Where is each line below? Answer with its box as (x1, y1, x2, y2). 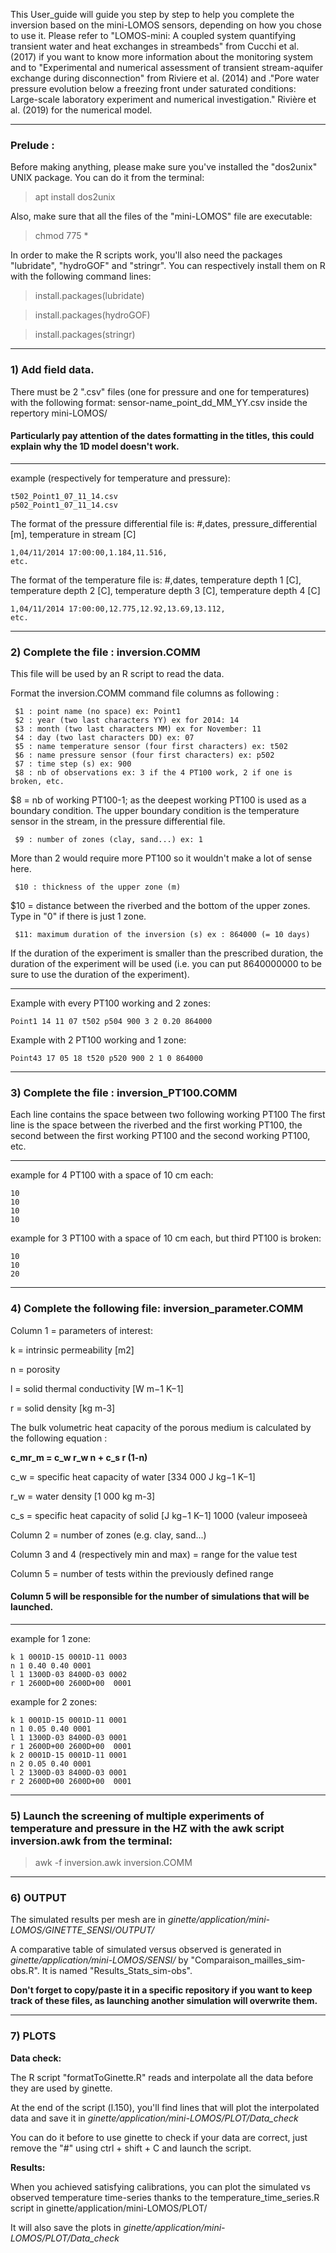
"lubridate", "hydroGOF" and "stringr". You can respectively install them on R (10, 260, 326, 272)
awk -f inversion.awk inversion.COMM (34, 1857, 193, 1869)
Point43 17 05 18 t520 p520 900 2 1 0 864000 (10, 1054, 203, 1064)
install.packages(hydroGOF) (34, 309, 151, 321)
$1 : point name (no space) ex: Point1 (14, 707, 182, 717)
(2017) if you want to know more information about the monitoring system (10, 51, 313, 63)
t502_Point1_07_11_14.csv (10, 491, 118, 501)
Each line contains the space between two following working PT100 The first (10, 1109, 326, 1121)
